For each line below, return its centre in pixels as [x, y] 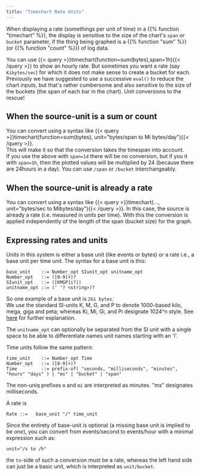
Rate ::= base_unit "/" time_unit [52, 414]
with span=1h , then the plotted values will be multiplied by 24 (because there [100, 163]
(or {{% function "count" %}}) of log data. [58, 48]
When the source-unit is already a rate [79, 188]
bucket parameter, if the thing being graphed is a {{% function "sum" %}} [96, 41]
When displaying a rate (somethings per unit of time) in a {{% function [93, 29]
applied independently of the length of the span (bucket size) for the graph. [99, 222]
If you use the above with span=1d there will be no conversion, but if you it [97, 156]
